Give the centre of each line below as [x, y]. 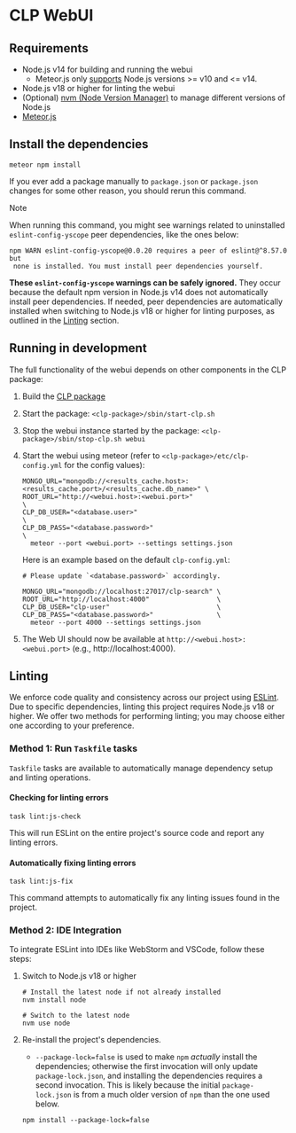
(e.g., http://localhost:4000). [124, 648]
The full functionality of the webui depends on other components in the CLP [148, 370]
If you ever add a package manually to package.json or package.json [134, 181]
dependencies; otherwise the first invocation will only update [147, 1067]
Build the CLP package [64, 396]
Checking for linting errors [59, 798]
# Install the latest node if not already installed [121, 992]
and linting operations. [50, 777]
